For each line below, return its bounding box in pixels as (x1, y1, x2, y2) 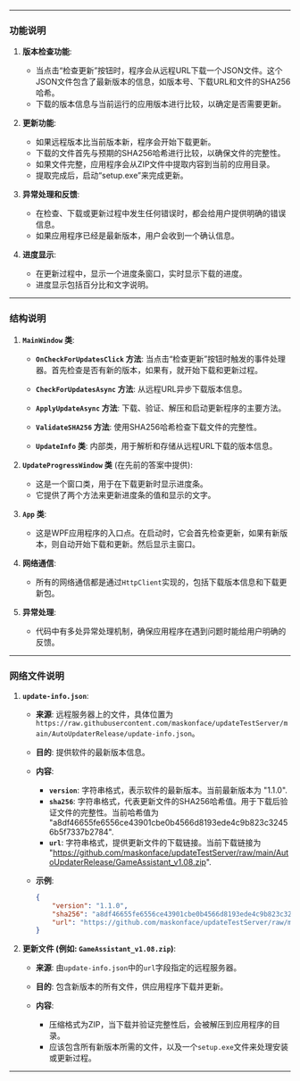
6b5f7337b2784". (48, 827, 114, 837)
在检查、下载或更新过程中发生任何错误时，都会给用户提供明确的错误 (35, 208, 287, 219)
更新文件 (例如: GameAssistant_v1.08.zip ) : (21, 944, 177, 954)
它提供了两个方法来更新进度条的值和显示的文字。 (35, 489, 216, 500)
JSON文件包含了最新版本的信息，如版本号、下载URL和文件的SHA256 (35, 77, 291, 87)
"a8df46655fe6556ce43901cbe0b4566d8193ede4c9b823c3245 (48, 817, 288, 827)
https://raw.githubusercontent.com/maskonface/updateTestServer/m (35, 719, 288, 728)
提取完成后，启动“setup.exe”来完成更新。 (35, 170, 188, 181)
